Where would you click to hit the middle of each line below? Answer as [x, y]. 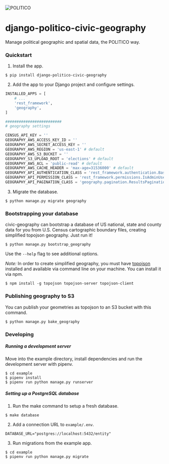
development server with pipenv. [39, 364]
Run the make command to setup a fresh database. [65, 406]
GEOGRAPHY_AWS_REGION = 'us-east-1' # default [55, 149]
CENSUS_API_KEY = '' [27, 135]
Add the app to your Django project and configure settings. [73, 85]
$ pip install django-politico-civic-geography [56, 75]
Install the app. [28, 66]
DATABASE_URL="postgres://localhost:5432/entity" [58, 434]
